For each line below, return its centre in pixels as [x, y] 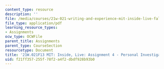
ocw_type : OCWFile [24, 37]
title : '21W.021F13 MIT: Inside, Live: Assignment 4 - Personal [72, 55]
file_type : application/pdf [34, 23]
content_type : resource [29, 9]
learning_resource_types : [31, 28]
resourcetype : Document [29, 50]
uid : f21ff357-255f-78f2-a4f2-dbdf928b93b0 [50, 59]
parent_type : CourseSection [34, 46]
